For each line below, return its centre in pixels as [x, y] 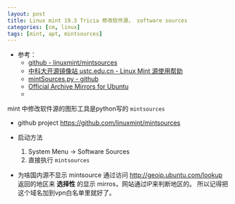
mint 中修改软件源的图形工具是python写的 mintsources [86, 109]
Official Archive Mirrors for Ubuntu [78, 86]
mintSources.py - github [63, 79]
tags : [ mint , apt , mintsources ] [55, 34]
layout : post [26, 14]
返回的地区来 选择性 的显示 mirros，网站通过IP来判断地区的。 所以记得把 [123, 184]
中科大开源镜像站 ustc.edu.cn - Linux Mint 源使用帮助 [106, 71]
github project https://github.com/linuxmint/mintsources [99, 123]
